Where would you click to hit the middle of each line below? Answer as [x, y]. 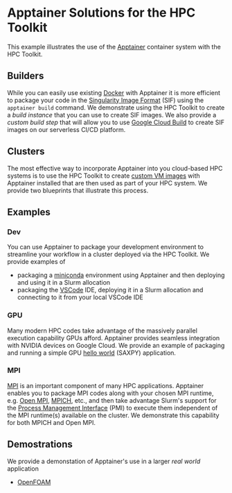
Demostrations [40, 445]
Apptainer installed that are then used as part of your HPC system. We [107, 183]
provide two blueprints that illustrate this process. [78, 190]
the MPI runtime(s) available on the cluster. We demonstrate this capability [113, 415]
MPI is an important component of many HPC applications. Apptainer [106, 385]
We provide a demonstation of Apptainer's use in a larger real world [104, 461]
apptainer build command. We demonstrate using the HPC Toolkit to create [116, 107]
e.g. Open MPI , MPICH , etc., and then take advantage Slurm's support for [112, 400]
